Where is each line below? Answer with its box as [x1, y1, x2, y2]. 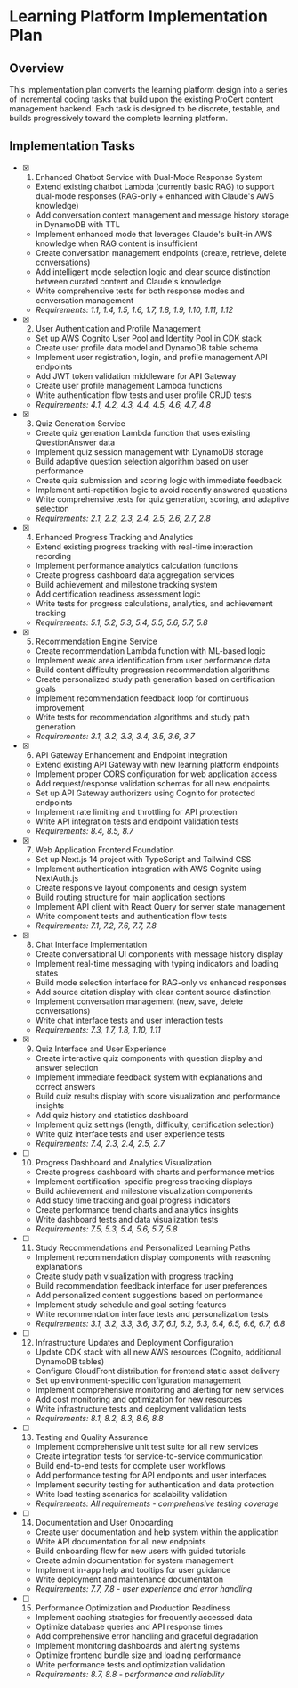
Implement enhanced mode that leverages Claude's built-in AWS [35, 228, 273, 239]
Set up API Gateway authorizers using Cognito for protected [35, 787, 256, 798]
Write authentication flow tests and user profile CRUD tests [35, 390, 252, 400]
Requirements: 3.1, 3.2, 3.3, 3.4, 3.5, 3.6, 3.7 [35, 730, 196, 741]
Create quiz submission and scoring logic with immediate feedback [35, 474, 282, 485]
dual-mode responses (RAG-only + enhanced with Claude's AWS [35, 190, 275, 202]
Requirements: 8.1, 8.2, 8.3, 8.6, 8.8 [35, 1412, 164, 1423]
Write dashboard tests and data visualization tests [35, 1214, 219, 1224]
